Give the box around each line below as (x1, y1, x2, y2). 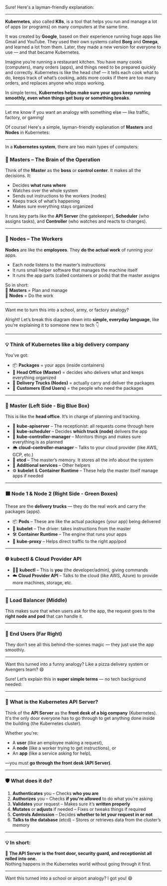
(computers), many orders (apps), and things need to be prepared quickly (5, 64, 157, 70)
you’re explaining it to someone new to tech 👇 (5, 322, 99, 328)
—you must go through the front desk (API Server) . (5, 760, 112, 766)
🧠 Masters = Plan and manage (5, 287, 68, 293)
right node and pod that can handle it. (5, 614, 83, 620)
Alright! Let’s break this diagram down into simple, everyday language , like (5, 316, 160, 322)
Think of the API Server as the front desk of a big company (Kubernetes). (5, 709, 158, 715)
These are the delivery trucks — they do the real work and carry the (5, 503, 146, 509)
